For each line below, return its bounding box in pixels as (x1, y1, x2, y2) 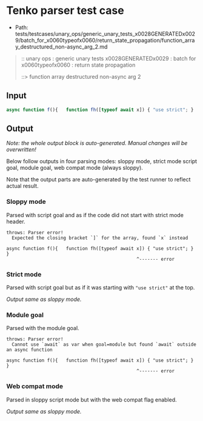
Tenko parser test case (6, 4, 124, 18)
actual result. (6, 183, 39, 190)
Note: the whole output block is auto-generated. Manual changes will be (6, 140, 188, 147)
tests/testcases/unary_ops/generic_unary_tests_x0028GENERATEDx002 (15, 30, 196, 37)
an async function (6, 347, 53, 353)
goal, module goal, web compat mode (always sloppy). (6, 164, 144, 172)
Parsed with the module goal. (6, 325, 80, 332)
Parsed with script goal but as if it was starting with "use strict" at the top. (6, 284, 195, 291)
